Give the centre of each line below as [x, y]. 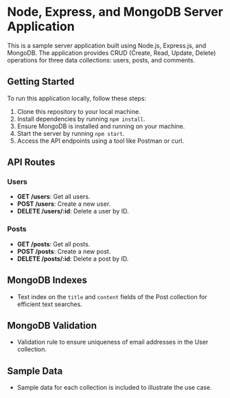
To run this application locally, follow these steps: [77, 98]
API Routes [31, 162]
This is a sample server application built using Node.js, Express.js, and [107, 45]
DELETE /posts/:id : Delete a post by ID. [73, 259]
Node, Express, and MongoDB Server [115, 12]
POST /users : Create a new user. [64, 204]
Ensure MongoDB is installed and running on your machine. [101, 126]
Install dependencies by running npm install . [81, 119]
